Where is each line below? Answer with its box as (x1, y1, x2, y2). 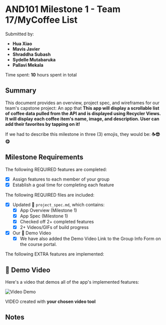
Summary (5, 87, 37, 95)
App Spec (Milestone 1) (20, 213, 69, 219)
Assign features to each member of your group (12, 176, 110, 182)
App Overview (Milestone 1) (20, 207, 77, 213)
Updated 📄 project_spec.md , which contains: (12, 201, 105, 207)
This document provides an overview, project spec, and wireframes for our (5, 100, 159, 106)
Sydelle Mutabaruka (12, 56, 56, 62)
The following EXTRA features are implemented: (5, 251, 104, 257)
